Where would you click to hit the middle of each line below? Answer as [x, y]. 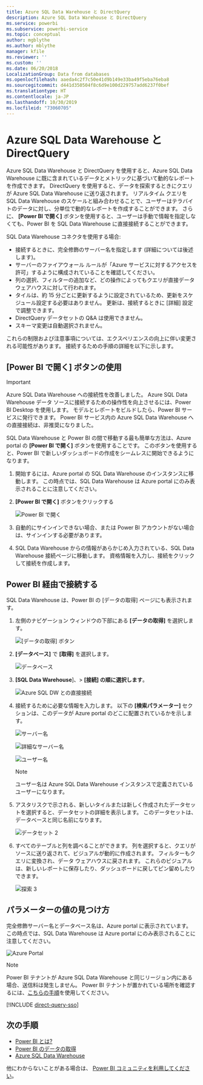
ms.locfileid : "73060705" [39, 108]
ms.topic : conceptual [34, 35]
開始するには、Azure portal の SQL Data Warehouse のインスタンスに [102, 474]
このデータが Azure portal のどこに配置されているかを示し [114, 713]
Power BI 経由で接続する [52, 584]
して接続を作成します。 [44, 563]
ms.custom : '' [24, 63]
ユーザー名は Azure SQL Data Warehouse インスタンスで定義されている [104, 784]
